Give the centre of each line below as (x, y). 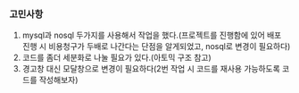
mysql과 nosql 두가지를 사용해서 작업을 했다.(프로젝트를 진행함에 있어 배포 (152, 35)
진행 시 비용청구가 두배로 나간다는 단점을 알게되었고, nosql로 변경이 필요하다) (156, 46)
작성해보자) (58, 80)
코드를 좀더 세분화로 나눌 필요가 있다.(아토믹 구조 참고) (116, 58)
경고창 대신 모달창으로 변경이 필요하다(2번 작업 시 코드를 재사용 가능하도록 (151, 69)
